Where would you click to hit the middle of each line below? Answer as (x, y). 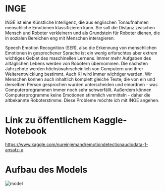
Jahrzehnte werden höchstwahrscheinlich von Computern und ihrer (74, 69)
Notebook (26, 131)
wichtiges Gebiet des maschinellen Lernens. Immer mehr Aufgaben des (78, 58)
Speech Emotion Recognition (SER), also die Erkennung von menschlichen (81, 48)
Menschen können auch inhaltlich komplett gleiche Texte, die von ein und (80, 79)
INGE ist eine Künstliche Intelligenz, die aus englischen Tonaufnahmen (77, 22)
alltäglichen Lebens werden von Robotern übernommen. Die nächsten (77, 63)
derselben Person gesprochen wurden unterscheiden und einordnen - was (81, 84)
